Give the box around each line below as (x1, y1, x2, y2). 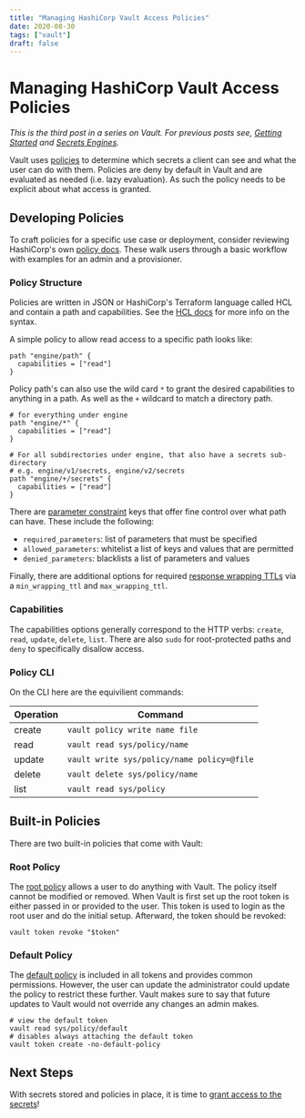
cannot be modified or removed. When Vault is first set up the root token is (9, 891, 290, 901)
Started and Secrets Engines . (9, 137, 120, 148)
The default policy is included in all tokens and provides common (9, 970, 253, 981)
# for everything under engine (9, 411, 128, 420)
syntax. (9, 316, 37, 328)
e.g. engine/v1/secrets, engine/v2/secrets (17, 466, 185, 476)
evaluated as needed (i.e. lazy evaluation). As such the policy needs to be (9, 174, 286, 185)
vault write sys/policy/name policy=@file (66, 754, 254, 765)
